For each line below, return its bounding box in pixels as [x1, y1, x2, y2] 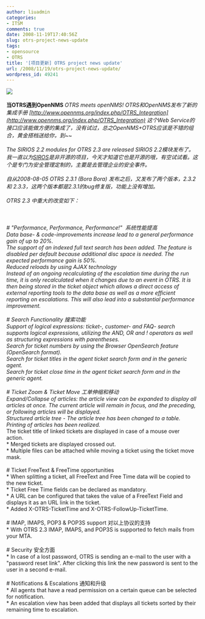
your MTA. [6, 532, 32, 540]
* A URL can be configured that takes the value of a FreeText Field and [6, 492, 183, 500]
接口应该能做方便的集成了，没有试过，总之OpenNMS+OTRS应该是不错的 [6, 124, 189, 132]
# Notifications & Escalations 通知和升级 [6, 580, 106, 587]
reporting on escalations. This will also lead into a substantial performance [6, 296, 195, 303]
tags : [6, 43, 20, 49]
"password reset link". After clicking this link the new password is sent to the [6, 559, 198, 567]
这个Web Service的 [147, 116, 195, 124]
